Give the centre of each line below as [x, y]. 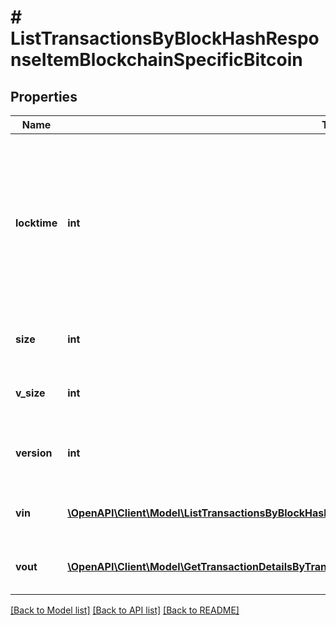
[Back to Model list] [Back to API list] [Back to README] [125, 610]
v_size [30, 393]
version [34, 453]
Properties [44, 96]
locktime [36, 223]
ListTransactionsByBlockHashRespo [165, 38]
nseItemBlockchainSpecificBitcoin [156, 60]
